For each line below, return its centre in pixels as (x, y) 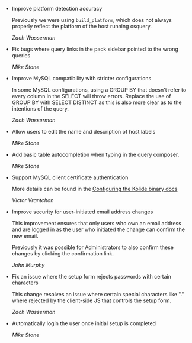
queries (21, 55)
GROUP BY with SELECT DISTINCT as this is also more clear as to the (97, 102)
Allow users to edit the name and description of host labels (84, 132)
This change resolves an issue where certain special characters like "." (98, 294)
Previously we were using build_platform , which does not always (92, 20)
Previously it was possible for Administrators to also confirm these (92, 247)
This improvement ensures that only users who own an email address (97, 223)
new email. (25, 236)
